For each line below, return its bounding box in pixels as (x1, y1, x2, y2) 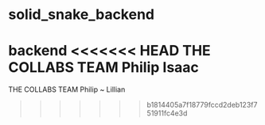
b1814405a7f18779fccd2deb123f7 (146, 100, 258, 110)
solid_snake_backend (8, 6, 155, 24)
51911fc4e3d (146, 108, 188, 118)
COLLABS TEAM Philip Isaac (8, 59, 199, 77)
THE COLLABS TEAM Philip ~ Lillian (8, 85, 126, 94)
